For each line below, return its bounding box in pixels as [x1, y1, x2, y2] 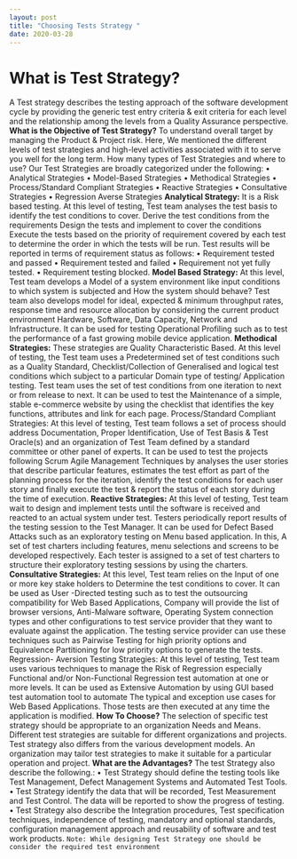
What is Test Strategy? [9, 68, 181, 88]
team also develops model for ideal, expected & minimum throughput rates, [9, 295, 284, 306]
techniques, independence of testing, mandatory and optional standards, [9, 815, 276, 825]
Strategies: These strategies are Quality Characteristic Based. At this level [9, 343, 281, 354]
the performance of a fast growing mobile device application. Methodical [9, 333, 277, 344]
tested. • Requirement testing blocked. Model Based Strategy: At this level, [9, 267, 285, 278]
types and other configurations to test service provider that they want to [9, 616, 273, 627]
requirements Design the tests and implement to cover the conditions [9, 219, 262, 231]
